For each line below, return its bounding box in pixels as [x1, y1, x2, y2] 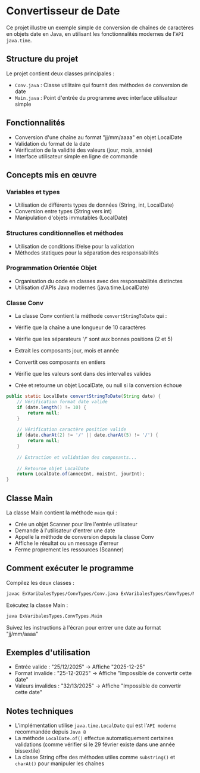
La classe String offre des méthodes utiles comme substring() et [14, 754, 176, 761]
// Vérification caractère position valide [17, 427, 127, 432]
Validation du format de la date [14, 140, 90, 147]
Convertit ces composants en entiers [14, 358, 106, 366]
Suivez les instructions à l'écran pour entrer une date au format [6, 624, 161, 631]
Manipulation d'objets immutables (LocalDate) [14, 214, 128, 222]
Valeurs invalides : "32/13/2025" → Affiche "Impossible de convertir [14, 682, 182, 689]
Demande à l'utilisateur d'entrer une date [14, 527, 115, 534]
